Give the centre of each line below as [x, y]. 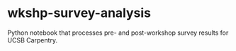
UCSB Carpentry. [33, 40]
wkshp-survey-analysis [79, 13]
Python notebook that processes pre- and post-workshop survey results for [118, 33]
